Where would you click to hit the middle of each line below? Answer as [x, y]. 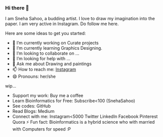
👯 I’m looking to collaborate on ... [46, 53]
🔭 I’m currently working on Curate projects [55, 43]
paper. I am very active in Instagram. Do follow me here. [62, 24]
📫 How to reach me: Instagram [44, 69]
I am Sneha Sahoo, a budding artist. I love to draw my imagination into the [80, 19]
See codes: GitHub [31, 106]
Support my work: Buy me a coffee [48, 96]
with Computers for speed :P [41, 129]
